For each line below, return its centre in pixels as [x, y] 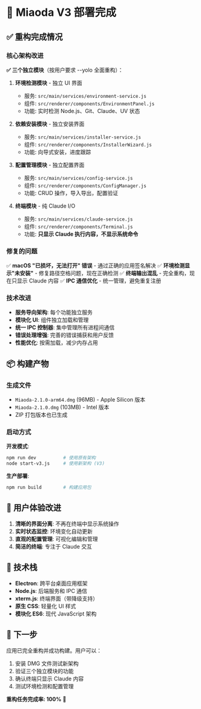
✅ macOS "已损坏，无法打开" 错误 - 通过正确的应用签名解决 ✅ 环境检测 [96, 265]
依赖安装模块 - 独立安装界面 [50, 124]
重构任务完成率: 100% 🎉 [36, 699]
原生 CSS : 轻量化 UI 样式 [45, 606]
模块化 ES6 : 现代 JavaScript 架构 [56, 614]
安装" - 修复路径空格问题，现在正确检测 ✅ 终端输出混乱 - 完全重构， [104, 273]
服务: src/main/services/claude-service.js [78, 219]
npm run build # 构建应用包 [49, 488]
